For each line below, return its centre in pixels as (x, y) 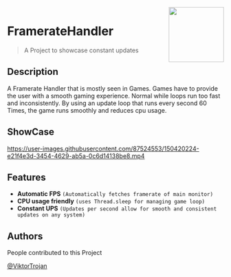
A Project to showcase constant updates (81, 50)
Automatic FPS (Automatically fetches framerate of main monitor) (115, 194)
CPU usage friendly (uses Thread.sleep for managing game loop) (111, 201)
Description (33, 72)
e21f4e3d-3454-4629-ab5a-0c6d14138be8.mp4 (76, 156)
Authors (25, 236)
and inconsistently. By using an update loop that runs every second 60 (107, 103)
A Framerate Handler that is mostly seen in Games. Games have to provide (113, 88)
